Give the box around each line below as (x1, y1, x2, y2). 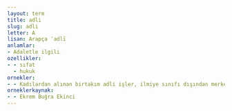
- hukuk (13, 68, 36, 74)
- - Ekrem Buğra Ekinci (7, 94, 76, 101)
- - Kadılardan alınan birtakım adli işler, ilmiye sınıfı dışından (7, 81, 209, 88)
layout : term (7, 10, 45, 17)
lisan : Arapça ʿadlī (7, 36, 67, 43)
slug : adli (7, 23, 39, 30)
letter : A (7, 29, 36, 37)
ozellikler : (7, 55, 41, 62)
